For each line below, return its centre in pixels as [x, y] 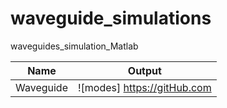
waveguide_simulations [111, 18]
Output [144, 70]
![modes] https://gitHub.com [144, 87]
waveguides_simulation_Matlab [74, 46]
